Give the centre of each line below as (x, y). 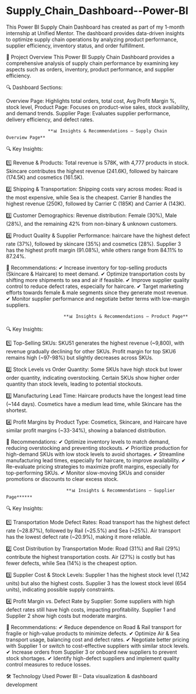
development (22, 684)
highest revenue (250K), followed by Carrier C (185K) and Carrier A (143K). (96, 204)
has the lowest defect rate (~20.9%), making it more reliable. (79, 537)
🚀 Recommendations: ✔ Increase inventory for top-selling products (87, 267)
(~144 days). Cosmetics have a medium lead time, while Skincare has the (94, 404)
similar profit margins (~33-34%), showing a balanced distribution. (86, 430)
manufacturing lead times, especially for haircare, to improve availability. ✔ (96, 460)
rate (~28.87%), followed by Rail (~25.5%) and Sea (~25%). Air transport (93, 530)
